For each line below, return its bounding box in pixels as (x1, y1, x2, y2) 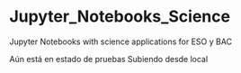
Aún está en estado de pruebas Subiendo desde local (9, 53, 209, 64)
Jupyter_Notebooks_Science (9, 6, 231, 27)
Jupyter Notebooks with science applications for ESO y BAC (9, 36, 232, 47)
